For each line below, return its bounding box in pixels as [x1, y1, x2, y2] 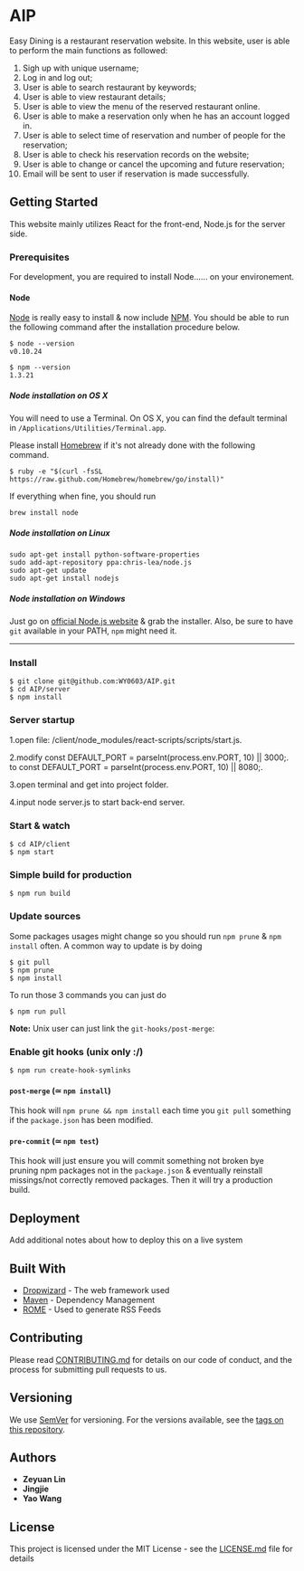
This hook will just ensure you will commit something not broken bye [9, 1156, 264, 1166]
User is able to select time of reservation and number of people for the [22, 129, 286, 140]
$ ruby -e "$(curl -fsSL [9, 467, 103, 476]
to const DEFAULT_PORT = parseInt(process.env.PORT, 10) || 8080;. [9, 761, 264, 772]
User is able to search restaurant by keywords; [22, 81, 197, 92]
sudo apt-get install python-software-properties [9, 550, 201, 559]
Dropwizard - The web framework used [22, 1284, 170, 1295]
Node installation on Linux [9, 527, 110, 538]
